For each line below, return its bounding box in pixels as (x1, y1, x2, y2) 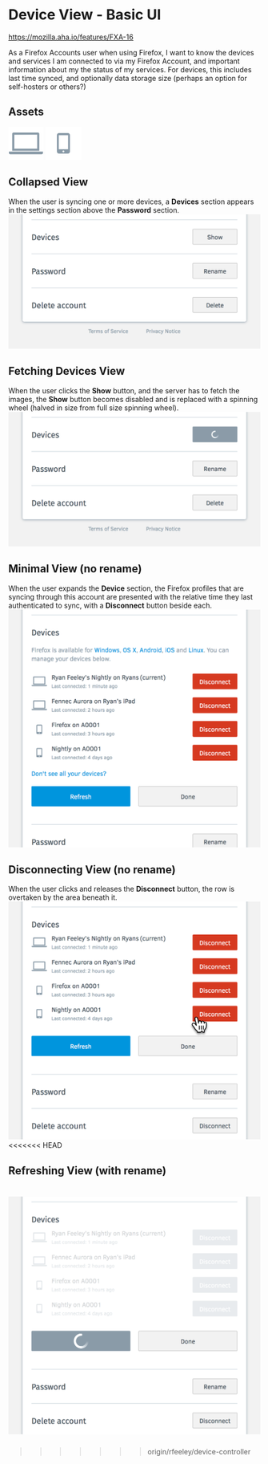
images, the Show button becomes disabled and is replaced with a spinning (8, 394, 258, 404)
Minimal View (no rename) (8, 562, 142, 575)
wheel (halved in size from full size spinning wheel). (8, 403, 179, 413)
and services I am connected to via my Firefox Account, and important (8, 56, 240, 66)
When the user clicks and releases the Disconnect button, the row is (8, 885, 234, 894)
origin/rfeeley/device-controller (147, 1446, 251, 1456)
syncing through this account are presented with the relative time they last (8, 592, 254, 601)
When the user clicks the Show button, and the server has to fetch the (8, 385, 240, 395)
